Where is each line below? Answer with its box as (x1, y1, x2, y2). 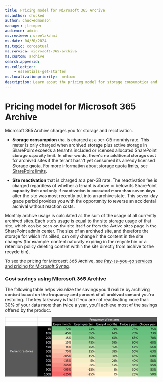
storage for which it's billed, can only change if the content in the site (5, 233, 144, 239)
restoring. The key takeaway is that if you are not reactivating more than (5, 297, 149, 303)
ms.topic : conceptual (5, 44, 49, 49)
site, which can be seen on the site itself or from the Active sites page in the (5, 223, 157, 228)
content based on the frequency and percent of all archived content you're (5, 292, 154, 297)
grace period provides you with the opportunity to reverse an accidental (12, 198, 156, 204)
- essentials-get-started (14, 69, 66, 74)
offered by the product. (5, 307, 52, 313)
